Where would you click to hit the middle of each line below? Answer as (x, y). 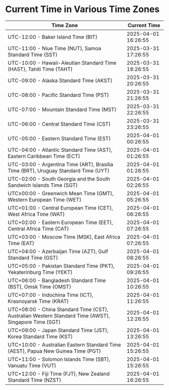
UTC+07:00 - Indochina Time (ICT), (51, 295)
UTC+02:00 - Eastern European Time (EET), (60, 222)
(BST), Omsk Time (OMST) (39, 287)
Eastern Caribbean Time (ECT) (44, 156)
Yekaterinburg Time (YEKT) (40, 272)
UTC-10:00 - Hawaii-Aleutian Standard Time (62, 63)
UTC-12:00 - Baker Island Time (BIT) (53, 37)
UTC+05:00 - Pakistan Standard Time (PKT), (61, 266)
